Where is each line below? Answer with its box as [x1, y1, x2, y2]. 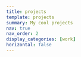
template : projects [6, 14, 55, 20]
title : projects [6, 8, 46, 15]
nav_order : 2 [6, 31, 39, 37]
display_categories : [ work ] [6, 36, 76, 42]
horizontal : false [6, 42, 52, 48]
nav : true [6, 25, 31, 31]
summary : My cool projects [6, 20, 73, 26]
